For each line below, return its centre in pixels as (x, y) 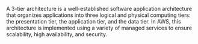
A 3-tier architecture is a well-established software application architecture (99, 9)
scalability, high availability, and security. (57, 34)
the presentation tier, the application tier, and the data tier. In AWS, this (94, 21)
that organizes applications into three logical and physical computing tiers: (98, 15)
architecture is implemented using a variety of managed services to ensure (99, 28)
